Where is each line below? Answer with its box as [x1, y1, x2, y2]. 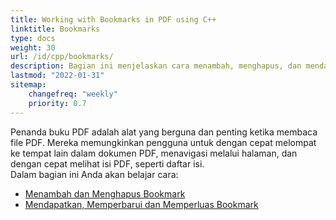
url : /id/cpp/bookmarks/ [10, 52, 114, 62]
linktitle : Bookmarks [10, 24, 101, 34]
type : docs [10, 33, 56, 43]
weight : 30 [10, 42, 56, 53]
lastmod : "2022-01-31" [10, 71, 105, 81]
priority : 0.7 [28, 98, 87, 108]
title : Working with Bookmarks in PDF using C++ [10, 14, 217, 25]
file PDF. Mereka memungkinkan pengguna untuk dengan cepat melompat [10, 136, 317, 148]
